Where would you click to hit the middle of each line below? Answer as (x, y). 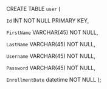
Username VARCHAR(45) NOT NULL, (51, 56)
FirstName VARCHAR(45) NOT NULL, (52, 32)
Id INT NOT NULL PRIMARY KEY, (48, 20)
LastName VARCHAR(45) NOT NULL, (51, 44)
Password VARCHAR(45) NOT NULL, (51, 68)
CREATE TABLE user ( (33, 9)
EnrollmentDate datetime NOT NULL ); (54, 80)
